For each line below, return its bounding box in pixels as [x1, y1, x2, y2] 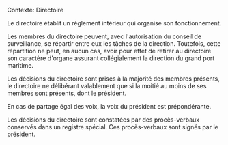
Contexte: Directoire [7, 6, 63, 14]
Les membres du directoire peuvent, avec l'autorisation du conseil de [7, 32, 202, 40]
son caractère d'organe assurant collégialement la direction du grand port [7, 54, 215, 62]
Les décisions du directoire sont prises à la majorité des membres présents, [7, 75, 220, 83]
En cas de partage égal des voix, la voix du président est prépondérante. [7, 103, 212, 110]
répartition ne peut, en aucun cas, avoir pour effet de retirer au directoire [7, 47, 212, 55]
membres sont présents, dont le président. [7, 89, 127, 97]
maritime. [7, 62, 34, 69]
